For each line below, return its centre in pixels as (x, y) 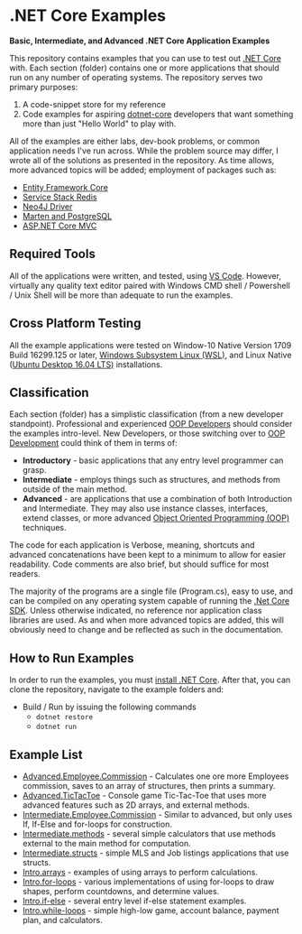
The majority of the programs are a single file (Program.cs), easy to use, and (151, 591)
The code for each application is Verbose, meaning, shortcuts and (132, 545)
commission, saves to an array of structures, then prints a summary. (149, 786)
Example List (46, 754)
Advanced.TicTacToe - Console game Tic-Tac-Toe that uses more (145, 795)
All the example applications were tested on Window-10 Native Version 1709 (151, 345)
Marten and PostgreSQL (67, 216)
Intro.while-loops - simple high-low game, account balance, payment (151, 911)
